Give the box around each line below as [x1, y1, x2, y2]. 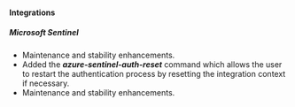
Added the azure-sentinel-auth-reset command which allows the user [21, 58, 283, 70]
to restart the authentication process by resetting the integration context [21, 68, 286, 79]
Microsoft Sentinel [9, 27, 79, 38]
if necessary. [21, 78, 70, 88]
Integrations [9, 7, 56, 18]
